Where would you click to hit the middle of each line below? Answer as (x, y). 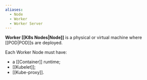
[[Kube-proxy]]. (28, 73)
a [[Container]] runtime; (36, 62)
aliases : (14, 10)
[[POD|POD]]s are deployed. (34, 43)
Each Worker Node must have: (36, 52)
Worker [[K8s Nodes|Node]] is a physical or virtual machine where (73, 38)
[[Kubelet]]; (24, 67)
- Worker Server (26, 23)
